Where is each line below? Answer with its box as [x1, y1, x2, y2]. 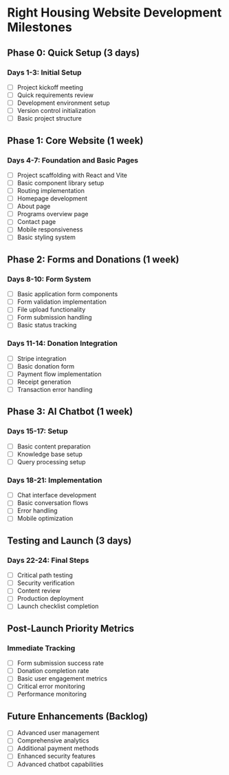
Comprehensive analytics [17, 736, 89, 745]
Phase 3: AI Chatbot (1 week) [7, 406, 133, 417]
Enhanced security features [17, 752, 96, 761]
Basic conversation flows [17, 499, 89, 507]
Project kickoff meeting [17, 83, 84, 91]
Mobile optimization [17, 515, 74, 523]
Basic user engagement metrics [17, 674, 108, 683]
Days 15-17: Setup [7, 426, 69, 436]
